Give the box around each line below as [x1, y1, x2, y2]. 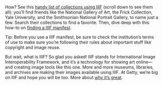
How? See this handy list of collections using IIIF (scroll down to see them [5, 4, 153, 10]
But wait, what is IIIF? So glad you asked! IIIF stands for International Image [5, 54, 156, 60]
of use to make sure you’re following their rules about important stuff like [5, 39, 151, 45]
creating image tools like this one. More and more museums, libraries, [14, 64, 154, 70]
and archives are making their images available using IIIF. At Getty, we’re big [5, 69, 158, 75]
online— [136, 59, 153, 65]
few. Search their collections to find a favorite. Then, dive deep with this [5, 19, 150, 25]
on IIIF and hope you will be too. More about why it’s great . [5, 75, 123, 80]
